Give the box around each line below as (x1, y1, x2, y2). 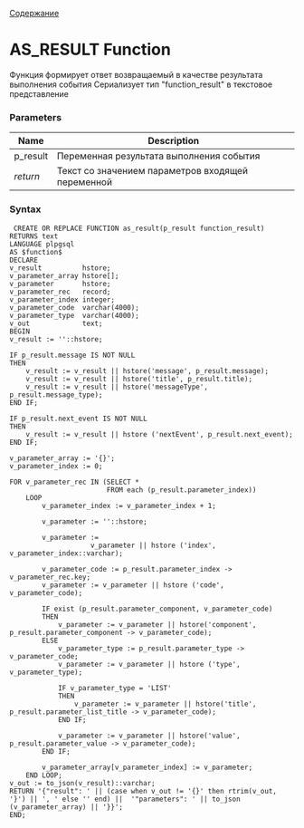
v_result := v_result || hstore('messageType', (25, 382, 208, 391)
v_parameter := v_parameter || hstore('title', (73, 699, 257, 708)
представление (9, 88, 70, 99)
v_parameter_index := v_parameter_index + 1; (42, 501, 217, 510)
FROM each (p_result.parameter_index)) (106, 485, 257, 495)
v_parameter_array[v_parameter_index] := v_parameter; (42, 763, 253, 772)
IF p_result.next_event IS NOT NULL (9, 414, 147, 423)
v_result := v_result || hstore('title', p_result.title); (25, 374, 253, 383)
